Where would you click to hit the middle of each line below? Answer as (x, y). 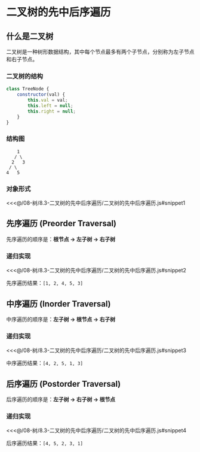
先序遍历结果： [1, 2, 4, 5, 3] (45, 283)
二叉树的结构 (25, 76)
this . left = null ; (50, 105)
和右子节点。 (22, 59)
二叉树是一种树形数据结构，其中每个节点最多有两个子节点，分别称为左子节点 (100, 52)
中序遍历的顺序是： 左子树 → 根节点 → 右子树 (61, 319)
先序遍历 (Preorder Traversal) (61, 224)
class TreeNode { (28, 89)
